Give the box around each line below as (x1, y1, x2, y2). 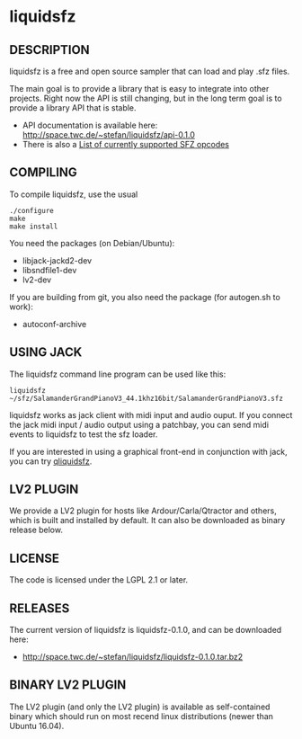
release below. (9, 524, 63, 536)
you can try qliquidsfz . (9, 456, 93, 467)
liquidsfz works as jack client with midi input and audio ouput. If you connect (9, 409, 293, 420)
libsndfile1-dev (22, 264, 77, 275)
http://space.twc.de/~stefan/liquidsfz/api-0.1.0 (22, 129, 195, 140)
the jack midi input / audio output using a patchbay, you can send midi (9, 419, 270, 430)
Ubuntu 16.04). (9, 720, 65, 731)
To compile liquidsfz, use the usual (9, 189, 138, 200)
